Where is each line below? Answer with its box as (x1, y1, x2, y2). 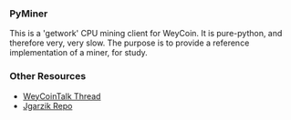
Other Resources (9, 70, 87, 83)
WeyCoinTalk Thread (22, 90, 101, 102)
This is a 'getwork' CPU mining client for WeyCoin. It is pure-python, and (9, 28, 283, 39)
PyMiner (9, 7, 48, 20)
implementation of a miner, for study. (9, 47, 148, 58)
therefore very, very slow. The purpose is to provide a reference (9, 37, 250, 48)
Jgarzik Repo (22, 100, 73, 111)
